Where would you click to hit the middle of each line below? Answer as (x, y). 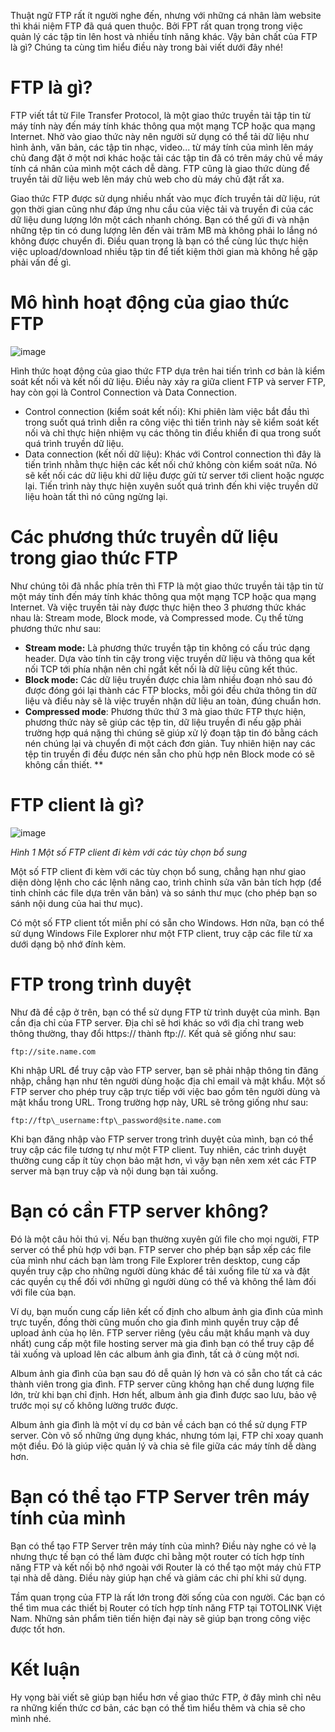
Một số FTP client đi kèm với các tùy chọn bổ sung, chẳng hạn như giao (158, 871)
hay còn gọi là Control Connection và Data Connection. (123, 392)
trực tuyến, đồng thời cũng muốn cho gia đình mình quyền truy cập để (155, 1322)
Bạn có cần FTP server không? (139, 1211)
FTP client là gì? (77, 805)
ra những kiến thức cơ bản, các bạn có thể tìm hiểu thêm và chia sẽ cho (158, 1707)
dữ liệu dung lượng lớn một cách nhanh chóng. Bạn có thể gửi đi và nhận (160, 219)
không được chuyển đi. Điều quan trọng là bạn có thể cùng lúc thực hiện (159, 241)
